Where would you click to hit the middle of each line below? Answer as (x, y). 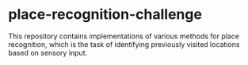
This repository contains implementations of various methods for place (124, 36)
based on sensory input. (48, 52)
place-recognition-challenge (105, 14)
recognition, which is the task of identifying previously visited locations (124, 44)
